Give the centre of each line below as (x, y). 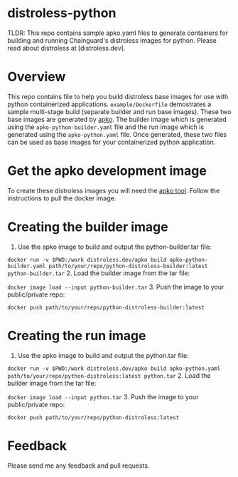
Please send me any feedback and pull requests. (79, 466)
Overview (37, 77)
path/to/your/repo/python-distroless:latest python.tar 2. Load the (109, 375)
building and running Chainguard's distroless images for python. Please (112, 40)
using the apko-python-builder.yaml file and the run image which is (106, 127)
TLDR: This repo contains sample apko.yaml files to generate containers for (118, 33)
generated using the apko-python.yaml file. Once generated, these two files (117, 134)
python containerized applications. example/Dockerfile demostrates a (109, 104)
